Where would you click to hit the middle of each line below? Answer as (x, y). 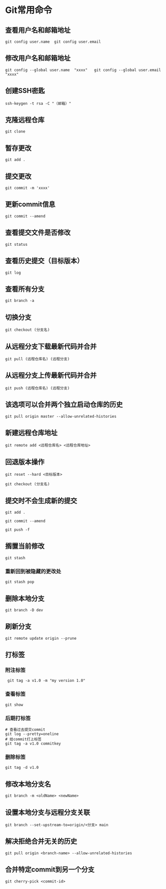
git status (16, 244)
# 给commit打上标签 (23, 740)
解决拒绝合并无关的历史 (41, 842)
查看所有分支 (25, 289)
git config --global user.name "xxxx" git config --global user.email (83, 70)
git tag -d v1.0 (22, 768)
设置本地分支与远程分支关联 (48, 812)
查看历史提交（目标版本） (44, 261)
